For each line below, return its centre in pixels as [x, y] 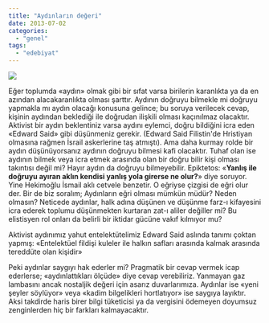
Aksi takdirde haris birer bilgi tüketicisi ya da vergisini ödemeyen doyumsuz [132, 301]
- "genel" [32, 38]
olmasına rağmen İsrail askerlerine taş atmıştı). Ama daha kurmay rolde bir [131, 142]
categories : [28, 31]
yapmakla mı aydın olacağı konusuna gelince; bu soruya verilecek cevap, [129, 108]
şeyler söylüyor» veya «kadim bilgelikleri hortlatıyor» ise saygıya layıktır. [127, 293]
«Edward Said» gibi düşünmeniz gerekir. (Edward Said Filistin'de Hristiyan [130, 134]
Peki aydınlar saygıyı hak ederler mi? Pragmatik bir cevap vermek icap [124, 267]
